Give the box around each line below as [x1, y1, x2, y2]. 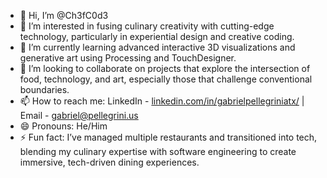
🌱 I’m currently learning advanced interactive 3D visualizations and [19, 41, 296, 53]
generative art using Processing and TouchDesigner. [19, 52, 237, 64]
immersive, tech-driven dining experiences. [19, 156, 200, 168]
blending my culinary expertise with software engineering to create [19, 146, 297, 157]
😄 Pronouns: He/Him [19, 120, 108, 132]
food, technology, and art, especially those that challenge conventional [19, 73, 313, 85]
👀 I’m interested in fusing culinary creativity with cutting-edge [19, 20, 275, 32]
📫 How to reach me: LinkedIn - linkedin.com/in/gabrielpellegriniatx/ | [19, 95, 305, 107]
